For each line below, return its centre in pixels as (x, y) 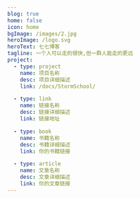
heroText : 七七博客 (34, 47)
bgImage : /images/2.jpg (42, 34)
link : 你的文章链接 (45, 184)
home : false (25, 21)
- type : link (33, 99)
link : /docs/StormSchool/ (58, 86)
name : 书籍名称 (40, 138)
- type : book (33, 132)
